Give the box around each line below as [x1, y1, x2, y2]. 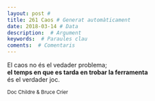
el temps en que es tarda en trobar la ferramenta [7, 68, 148, 76]
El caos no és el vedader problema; [7, 61, 107, 69]
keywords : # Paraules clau [7, 36, 88, 43]
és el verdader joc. [7, 76, 60, 83]
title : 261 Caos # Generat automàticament [7, 16, 131, 23]
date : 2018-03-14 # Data [7, 23, 79, 30]
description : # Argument [7, 29, 81, 36]
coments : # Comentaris [7, 42, 76, 49]
